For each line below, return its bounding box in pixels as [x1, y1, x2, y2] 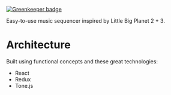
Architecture [6, 38, 71, 52]
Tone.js [14, 82, 34, 89]
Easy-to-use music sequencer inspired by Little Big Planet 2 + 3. [6, 17, 165, 24]
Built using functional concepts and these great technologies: [6, 57, 158, 65]
